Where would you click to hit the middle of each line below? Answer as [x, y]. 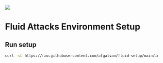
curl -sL [14, 56]
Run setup [21, 44]
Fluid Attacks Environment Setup [73, 27]
